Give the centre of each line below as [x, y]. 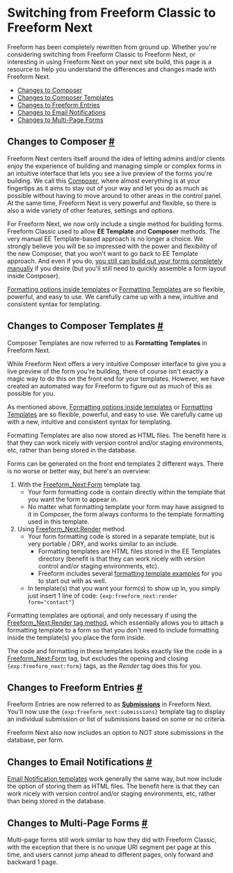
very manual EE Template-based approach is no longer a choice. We [105, 238]
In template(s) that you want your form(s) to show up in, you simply [124, 588]
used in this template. [58, 522]
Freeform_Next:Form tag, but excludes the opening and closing [98, 658]
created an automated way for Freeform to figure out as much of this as [110, 386]
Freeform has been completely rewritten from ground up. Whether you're [112, 47]
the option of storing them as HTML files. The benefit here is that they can [113, 787]
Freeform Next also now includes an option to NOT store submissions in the [115, 733]
